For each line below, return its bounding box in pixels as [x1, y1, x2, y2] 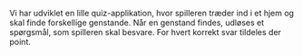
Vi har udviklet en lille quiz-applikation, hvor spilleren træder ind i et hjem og [9, 8, 295, 18]
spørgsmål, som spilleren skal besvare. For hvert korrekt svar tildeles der [9, 27, 281, 37]
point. [9, 36, 32, 47]
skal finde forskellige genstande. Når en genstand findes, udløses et [9, 17, 265, 28]
